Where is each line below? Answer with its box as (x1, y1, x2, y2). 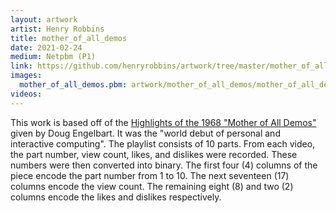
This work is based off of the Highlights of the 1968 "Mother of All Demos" (10, 116, 317, 128)
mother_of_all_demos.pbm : (19, 80, 128, 90)
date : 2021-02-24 (10, 42, 83, 53)
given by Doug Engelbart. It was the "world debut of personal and (10, 127, 281, 139)
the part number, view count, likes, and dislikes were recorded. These (10, 148, 298, 160)
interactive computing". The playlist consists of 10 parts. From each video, (10, 137, 316, 150)
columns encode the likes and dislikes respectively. (10, 191, 222, 203)
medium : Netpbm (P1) (10, 52, 97, 62)
